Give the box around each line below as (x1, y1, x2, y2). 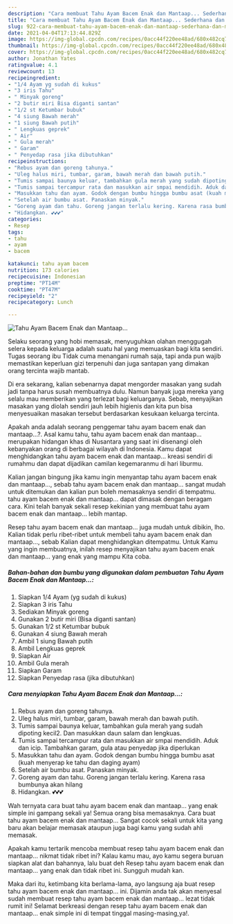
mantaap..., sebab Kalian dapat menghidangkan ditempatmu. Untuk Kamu (8, 538, 218, 546)
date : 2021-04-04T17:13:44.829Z (8, 29, 101, 37)
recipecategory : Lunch (8, 299, 73, 306)
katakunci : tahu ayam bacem (8, 261, 89, 267)
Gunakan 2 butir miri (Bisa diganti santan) (17, 615, 137, 623)
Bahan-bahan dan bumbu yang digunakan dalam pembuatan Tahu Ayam (8, 568, 224, 576)
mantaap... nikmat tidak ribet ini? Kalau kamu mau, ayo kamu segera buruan (8, 851, 224, 860)
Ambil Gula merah (17, 659, 69, 668)
